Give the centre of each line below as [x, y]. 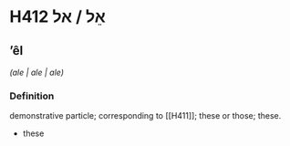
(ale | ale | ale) [37, 72]
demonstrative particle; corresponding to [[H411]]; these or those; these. [145, 116]
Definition [32, 96]
